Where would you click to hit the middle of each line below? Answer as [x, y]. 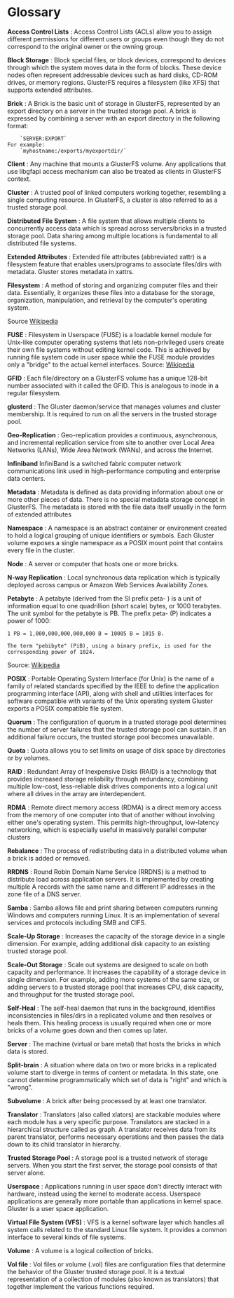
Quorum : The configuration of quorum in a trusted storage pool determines [117, 722]
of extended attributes [40, 514]
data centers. [26, 478]
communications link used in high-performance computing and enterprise [114, 471]
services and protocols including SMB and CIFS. [77, 922]
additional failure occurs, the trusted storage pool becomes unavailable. [111, 737]
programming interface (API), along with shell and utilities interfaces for [110, 693]
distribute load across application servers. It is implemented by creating [111, 879]
